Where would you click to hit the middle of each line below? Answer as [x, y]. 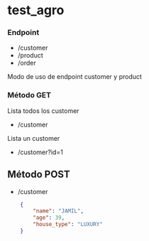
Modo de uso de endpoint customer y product [74, 77]
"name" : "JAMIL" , [58, 211]
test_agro [36, 10]
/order [27, 63]
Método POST [39, 175]
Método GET [29, 95]
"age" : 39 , [49, 218]
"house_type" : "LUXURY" [68, 225]
